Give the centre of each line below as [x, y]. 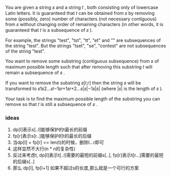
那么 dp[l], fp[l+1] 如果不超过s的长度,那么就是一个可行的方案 [76, 168]
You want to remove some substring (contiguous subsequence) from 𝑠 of [82, 61]
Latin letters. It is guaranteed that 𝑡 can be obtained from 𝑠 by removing [80, 13]
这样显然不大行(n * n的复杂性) [44, 149]
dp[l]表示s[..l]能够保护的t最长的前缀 [50, 129]
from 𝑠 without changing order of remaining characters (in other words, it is [84, 24]
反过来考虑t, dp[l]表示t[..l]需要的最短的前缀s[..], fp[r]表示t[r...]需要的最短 [88, 155]
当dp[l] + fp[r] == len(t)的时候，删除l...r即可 [58, 142]
